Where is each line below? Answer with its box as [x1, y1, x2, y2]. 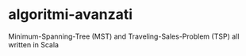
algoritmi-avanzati [8, 6, 133, 24]
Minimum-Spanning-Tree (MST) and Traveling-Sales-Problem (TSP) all [8, 32, 240, 41]
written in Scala [8, 39, 60, 49]
